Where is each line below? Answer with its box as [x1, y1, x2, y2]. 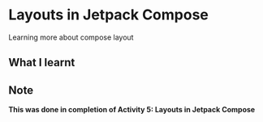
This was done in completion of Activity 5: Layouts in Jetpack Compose [8, 105, 256, 115]
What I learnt [8, 56, 75, 69]
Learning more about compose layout [8, 32, 134, 42]
